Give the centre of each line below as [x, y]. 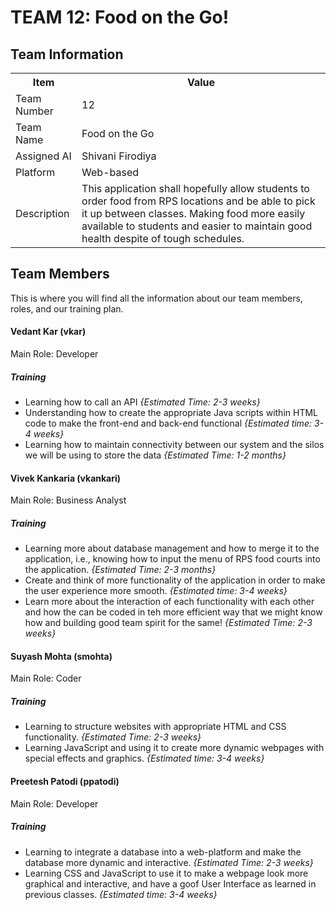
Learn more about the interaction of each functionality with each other [169, 602]
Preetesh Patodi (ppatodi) [65, 781]
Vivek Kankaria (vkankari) [66, 478]
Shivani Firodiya [119, 156]
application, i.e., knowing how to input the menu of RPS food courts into [172, 559]
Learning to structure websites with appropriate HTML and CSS [155, 727]
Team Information [67, 54]
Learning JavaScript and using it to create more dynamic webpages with [174, 748]
